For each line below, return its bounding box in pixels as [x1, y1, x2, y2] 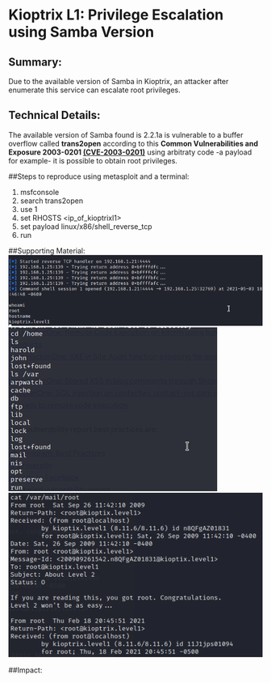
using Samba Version [8, 23, 155, 41]
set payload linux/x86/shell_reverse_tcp [19, 221, 152, 231]
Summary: [8, 55, 62, 69]
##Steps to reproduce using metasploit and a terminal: [8, 172, 190, 181]
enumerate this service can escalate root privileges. [8, 85, 181, 95]
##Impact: [8, 665, 43, 675]
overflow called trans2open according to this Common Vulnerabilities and [8, 138, 258, 148]
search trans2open [19, 196, 83, 206]
